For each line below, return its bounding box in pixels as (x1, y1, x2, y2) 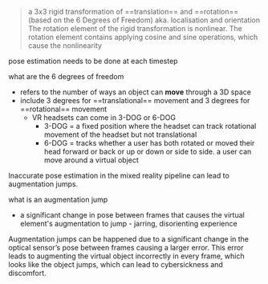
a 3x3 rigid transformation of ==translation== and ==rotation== (27, 7, 239, 16)
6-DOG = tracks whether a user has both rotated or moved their (43, 138, 255, 147)
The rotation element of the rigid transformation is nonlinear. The (27, 24, 242, 33)
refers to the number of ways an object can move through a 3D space (19, 87, 251, 97)
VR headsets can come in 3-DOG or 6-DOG (31, 113, 177, 122)
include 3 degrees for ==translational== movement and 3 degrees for (19, 96, 250, 105)
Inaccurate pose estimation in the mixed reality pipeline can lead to (8, 171, 230, 180)
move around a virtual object (43, 155, 139, 165)
